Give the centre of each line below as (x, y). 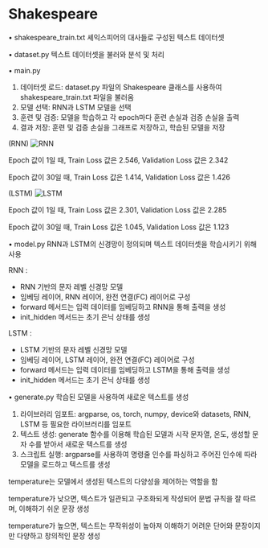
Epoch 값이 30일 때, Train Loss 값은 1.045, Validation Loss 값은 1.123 (119, 227)
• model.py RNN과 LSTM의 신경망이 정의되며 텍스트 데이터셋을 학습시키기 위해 (132, 244)
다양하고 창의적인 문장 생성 (59, 535)
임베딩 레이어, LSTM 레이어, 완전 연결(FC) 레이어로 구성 (107, 360)
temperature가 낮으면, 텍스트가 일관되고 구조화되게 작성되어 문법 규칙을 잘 (125, 498)
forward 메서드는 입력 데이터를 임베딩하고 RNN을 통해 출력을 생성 (123, 307)
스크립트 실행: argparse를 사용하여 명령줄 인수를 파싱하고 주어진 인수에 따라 (138, 454)
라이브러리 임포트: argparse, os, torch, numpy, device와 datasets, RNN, (135, 414)
